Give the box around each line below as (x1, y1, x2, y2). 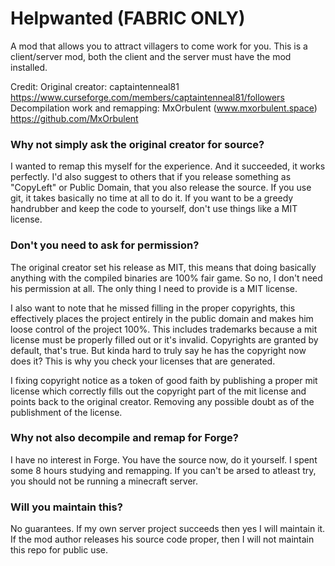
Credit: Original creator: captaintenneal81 (10, 80, 180, 92)
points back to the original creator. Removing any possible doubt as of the (10, 395, 315, 407)
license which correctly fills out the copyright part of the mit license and (10, 385, 307, 397)
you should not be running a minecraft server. (10, 475, 199, 487)
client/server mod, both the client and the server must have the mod (10, 50, 292, 62)
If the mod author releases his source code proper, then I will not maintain (10, 533, 315, 546)
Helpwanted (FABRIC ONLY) (10, 7, 246, 30)
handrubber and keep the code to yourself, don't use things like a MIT (10, 203, 298, 215)
